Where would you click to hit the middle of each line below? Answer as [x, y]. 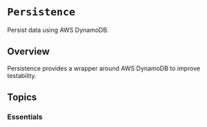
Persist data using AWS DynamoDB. [58, 30]
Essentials [25, 117]
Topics [22, 98]
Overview [29, 51]
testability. [22, 75]
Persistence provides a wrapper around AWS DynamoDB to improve [104, 68]
